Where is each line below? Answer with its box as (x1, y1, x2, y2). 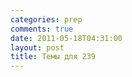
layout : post (10, 42, 65, 53)
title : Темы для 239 (10, 52, 97, 62)
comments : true (10, 24, 74, 34)
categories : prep (10, 14, 83, 25)
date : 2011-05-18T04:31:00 (10, 33, 123, 43)
